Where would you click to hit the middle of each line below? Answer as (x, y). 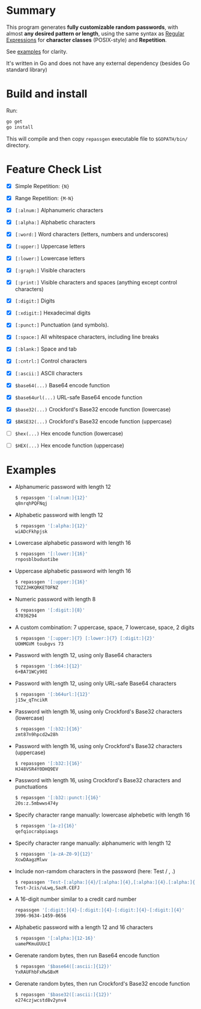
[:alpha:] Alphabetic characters (55, 222)
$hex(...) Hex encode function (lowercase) (69, 433)
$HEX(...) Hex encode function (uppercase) (70, 445)
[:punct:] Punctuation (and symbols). (62, 325)
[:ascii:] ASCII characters (49, 373)
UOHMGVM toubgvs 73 (39, 644)
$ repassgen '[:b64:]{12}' (49, 666)
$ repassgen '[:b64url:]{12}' (53, 695)
